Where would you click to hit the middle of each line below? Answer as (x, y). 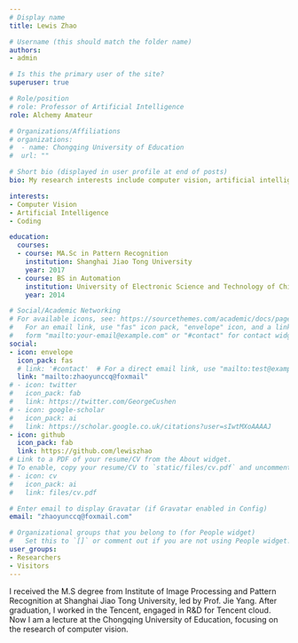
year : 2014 (45, 295)
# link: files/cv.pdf (53, 492)
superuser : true (39, 83)
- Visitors (29, 566)
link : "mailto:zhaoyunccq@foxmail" (83, 377)
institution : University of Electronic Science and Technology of (150, 286)
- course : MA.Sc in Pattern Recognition (93, 254)
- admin (24, 59)
